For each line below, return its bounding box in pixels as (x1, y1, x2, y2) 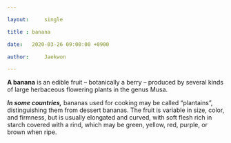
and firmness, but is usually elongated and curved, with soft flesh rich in (7, 113, 212, 122)
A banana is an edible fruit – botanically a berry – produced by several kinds (7, 78, 224, 87)
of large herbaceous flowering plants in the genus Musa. (7, 85, 168, 93)
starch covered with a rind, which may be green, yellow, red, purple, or (7, 121, 208, 129)
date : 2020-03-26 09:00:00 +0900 (7, 41, 110, 48)
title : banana (7, 28, 51, 35)
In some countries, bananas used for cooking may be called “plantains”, (7, 99, 213, 107)
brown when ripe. (7, 128, 57, 136)
